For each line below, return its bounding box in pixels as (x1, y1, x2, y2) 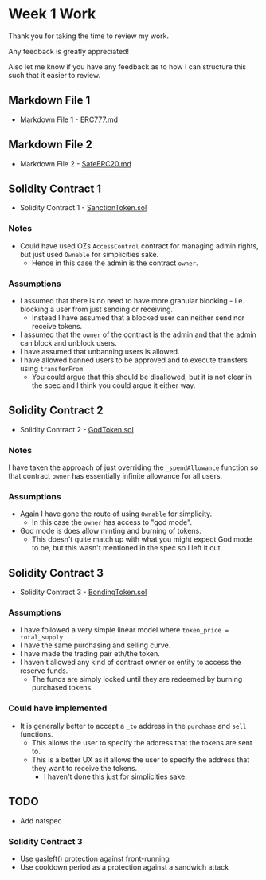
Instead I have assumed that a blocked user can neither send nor (31, 312, 245, 323)
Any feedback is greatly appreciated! (8, 46, 130, 56)
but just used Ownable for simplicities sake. (19, 249, 159, 259)
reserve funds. (19, 666, 68, 675)
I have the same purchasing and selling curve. (19, 640, 171, 650)
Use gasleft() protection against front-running (19, 854, 170, 863)
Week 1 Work (8, 5, 96, 23)
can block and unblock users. (19, 338, 117, 347)
